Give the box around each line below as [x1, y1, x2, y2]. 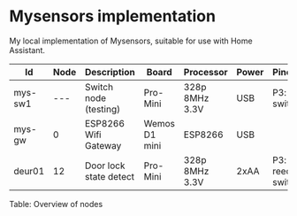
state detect [84, 170, 135, 182]
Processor [183, 66, 228, 78]
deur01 [13, 165, 45, 177]
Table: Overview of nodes [9, 198, 103, 209]
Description [84, 66, 135, 78]
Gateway [84, 139, 122, 151]
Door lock [84, 159, 126, 172]
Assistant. [9, 44, 46, 55]
